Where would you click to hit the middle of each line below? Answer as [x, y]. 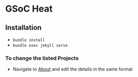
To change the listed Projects [42, 58]
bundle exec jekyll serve [40, 46]
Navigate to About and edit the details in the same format [73, 69]
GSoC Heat [29, 9]
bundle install [29, 40]
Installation [23, 28]
